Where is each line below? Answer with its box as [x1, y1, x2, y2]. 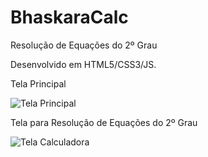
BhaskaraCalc [10, 6, 129, 29]
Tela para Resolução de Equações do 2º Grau [10, 116, 198, 128]
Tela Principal [10, 77, 67, 90]
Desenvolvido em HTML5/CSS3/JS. [10, 58, 157, 70]
